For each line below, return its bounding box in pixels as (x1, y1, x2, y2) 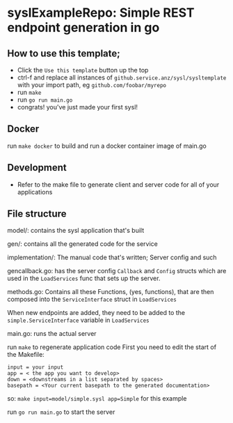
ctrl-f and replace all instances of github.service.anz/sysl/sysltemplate (17, 73, 227, 82)
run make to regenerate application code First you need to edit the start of (7, 343, 217, 351)
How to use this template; (7, 47, 120, 59)
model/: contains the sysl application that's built (7, 226, 145, 235)
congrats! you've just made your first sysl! (17, 103, 138, 111)
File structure (7, 208, 67, 220)
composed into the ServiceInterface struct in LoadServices (7, 295, 177, 304)
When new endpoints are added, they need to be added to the (7, 309, 186, 317)
